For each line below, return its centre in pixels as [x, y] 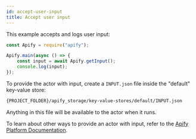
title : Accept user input [38, 17]
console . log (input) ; [42, 67]
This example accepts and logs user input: [58, 34]
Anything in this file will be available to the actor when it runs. [81, 112]
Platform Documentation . [37, 130]
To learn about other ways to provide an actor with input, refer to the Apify [97, 124]
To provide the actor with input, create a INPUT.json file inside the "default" [98, 83]
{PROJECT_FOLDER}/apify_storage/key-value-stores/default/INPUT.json [94, 101]
